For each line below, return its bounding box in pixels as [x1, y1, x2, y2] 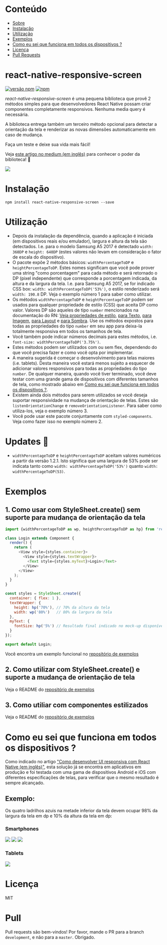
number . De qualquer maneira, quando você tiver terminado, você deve [12, 370, 157, 376]
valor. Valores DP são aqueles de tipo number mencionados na [12, 307, 139, 313]
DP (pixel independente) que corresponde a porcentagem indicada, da [12, 275, 158, 281]
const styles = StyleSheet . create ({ [5, 591, 81, 596]
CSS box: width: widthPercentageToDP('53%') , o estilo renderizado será [12, 286, 160, 292]
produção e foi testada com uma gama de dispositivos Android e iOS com [5, 769, 156, 775]
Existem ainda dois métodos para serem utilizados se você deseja [12, 392, 148, 398]
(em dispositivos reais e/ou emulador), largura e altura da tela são [12, 238, 148, 244]
